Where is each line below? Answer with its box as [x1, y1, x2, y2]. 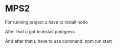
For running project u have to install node [5, 19, 88, 25]
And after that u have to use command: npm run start [5, 38, 112, 44]
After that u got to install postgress [5, 28, 75, 34]
